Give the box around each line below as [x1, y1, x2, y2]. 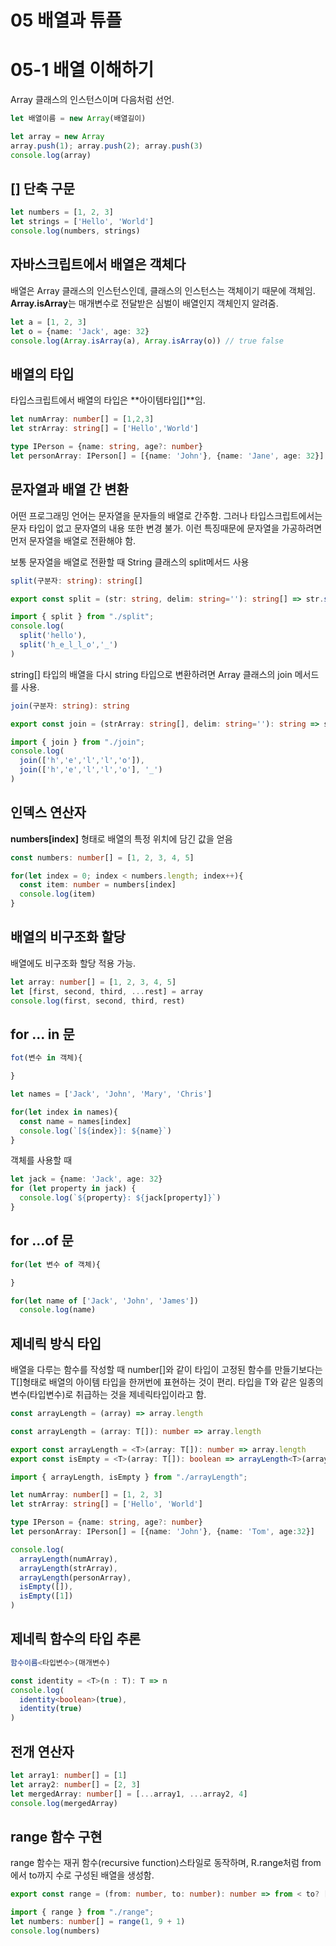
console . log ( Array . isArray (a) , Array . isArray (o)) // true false [10, 336, 284, 346]
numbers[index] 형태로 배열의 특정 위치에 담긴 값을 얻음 [10, 832, 233, 845]
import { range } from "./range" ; [10, 1907, 155, 1918]
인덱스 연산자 [10, 804, 87, 821]
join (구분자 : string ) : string [10, 701, 130, 711]
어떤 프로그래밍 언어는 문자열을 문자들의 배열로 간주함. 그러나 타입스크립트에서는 [10, 509, 323, 521]
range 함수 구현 [10, 1828, 103, 1845]
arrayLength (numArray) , [19, 1554, 118, 1564]
